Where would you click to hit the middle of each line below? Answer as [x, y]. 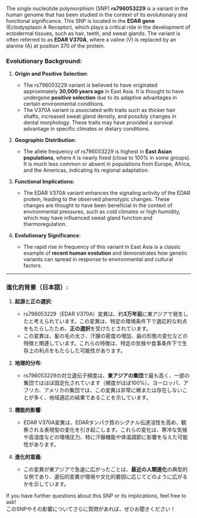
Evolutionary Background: [44, 61]
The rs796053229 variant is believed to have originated [90, 85]
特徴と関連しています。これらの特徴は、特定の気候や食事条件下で [103, 343]
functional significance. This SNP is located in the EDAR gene [81, 21]
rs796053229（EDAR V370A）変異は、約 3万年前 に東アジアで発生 [103, 314]
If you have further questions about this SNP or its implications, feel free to [96, 496]
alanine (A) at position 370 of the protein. [56, 46]
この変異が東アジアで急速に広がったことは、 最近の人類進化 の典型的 [106, 469]
